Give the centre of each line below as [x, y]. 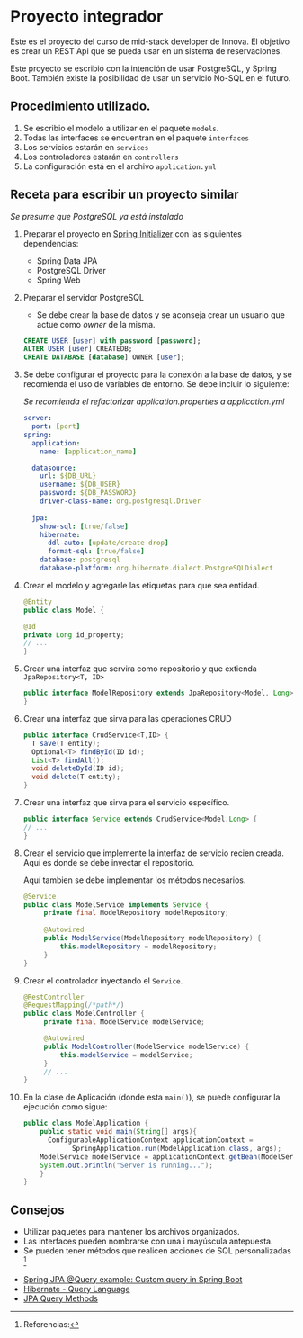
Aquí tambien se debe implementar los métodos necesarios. [134, 880]
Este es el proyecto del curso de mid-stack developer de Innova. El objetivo [150, 41]
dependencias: [51, 243]
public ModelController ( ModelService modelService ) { [147, 1046]
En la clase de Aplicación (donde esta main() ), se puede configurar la [151, 1097]
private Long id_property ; [74, 635]
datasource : [54, 468]
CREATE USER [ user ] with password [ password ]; [112, 341]
